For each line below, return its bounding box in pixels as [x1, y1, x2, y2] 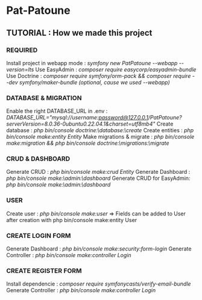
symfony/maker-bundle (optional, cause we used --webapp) [19, 78, 170, 86]
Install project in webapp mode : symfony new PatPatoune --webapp [6, 59, 178, 66]
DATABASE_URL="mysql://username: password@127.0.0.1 [6, 114, 149, 121]
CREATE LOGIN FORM [6, 231, 71, 240]
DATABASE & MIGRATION [6, 94, 82, 102]
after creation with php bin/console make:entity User [6, 216, 137, 223]
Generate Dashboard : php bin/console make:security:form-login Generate [6, 245, 192, 252]
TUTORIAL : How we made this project [6, 28, 153, 38]
